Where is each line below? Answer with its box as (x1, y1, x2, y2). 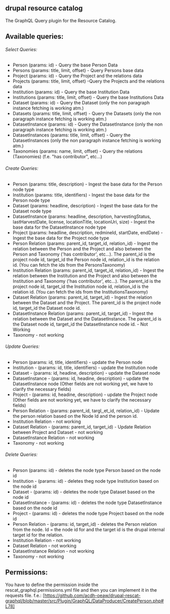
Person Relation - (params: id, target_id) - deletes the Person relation (12, 521, 157, 527)
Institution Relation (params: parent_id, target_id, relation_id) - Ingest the (12, 267, 164, 273)
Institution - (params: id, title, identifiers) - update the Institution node (12, 365, 158, 371)
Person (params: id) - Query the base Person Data (12, 62, 118, 68)
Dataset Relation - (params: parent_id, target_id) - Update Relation (12, 423, 151, 430)
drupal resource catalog (5, 4, 83, 13)
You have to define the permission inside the (5, 582, 98, 588)
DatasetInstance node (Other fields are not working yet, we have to (12, 380, 153, 387)
